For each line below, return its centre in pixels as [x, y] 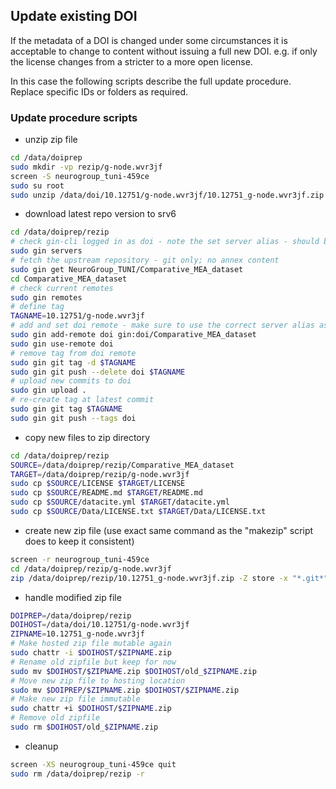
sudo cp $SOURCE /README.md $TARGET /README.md [106, 493]
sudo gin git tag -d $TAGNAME [73, 362]
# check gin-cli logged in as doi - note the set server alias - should [165, 242]
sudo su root [37, 185]
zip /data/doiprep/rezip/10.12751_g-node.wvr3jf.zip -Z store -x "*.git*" [169, 578]
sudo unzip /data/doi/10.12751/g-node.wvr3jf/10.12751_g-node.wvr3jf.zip [167, 195]
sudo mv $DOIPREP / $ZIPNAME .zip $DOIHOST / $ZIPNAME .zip [125, 690]
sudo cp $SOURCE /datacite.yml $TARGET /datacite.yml [120, 502]
